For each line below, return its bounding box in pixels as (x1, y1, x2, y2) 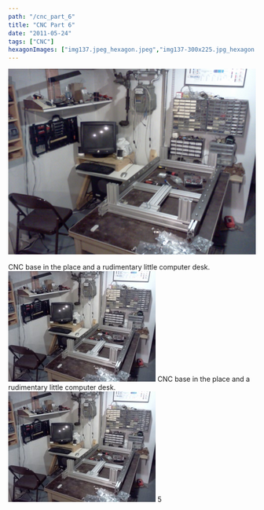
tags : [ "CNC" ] (8, 38, 55, 46)
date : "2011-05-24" (8, 29, 72, 37)
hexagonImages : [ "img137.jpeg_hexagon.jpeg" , (8, 46, 159, 54)
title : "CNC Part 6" (8, 20, 76, 29)
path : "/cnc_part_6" (8, 13, 76, 20)
